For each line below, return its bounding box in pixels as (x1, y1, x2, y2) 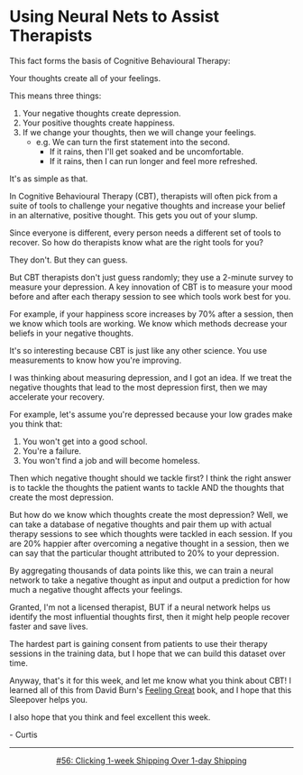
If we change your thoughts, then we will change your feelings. (22, 126, 257, 137)
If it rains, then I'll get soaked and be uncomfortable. (49, 146, 244, 157)
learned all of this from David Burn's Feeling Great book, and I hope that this (9, 684, 292, 696)
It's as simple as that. (9, 173, 88, 184)
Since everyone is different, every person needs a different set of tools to (9, 227, 281, 238)
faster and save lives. (9, 621, 88, 632)
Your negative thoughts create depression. (22, 107, 181, 118)
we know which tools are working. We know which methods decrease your (9, 318, 288, 328)
